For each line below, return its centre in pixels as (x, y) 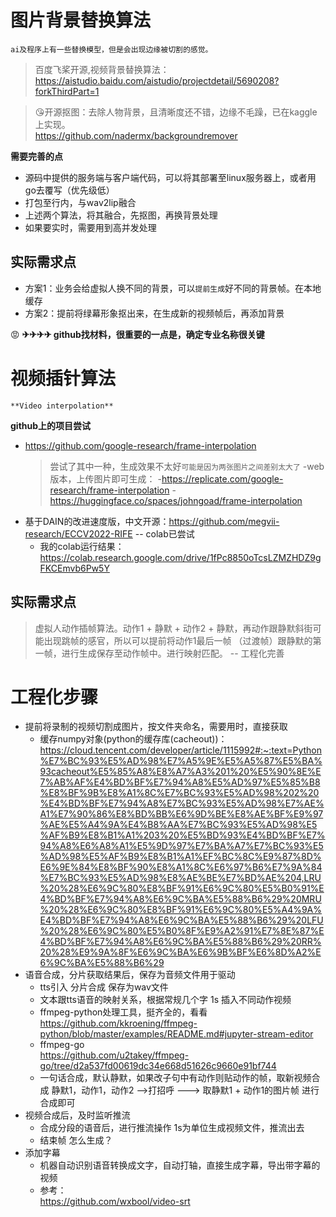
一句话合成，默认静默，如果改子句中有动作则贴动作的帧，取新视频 (175, 1078)
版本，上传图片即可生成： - (105, 478)
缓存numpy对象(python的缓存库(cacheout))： (133, 739)
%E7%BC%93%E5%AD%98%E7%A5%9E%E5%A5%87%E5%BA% (181, 761)
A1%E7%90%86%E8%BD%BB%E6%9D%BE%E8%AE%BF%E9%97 (181, 814)
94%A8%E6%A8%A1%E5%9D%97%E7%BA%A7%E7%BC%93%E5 (181, 846)
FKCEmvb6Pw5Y (74, 568)
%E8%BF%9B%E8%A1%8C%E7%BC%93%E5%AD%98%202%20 (179, 793)
